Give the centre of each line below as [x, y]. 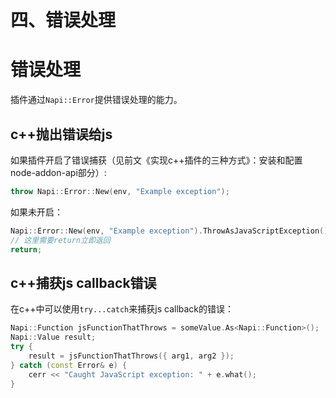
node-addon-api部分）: [58, 172]
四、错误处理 [63, 20]
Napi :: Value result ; [53, 337]
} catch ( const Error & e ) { [69, 365]
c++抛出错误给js [61, 134]
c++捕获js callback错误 [83, 282]
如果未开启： [36, 212]
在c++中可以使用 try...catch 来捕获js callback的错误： [122, 309]
